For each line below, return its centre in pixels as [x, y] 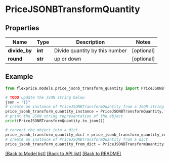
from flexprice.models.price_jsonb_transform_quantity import [72, 88]
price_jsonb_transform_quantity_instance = [52, 112]
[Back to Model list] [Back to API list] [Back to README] [63, 154]
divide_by [20, 50]
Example [19, 77]
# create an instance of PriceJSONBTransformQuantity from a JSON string [85, 107]
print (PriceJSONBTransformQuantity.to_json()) [55, 121]
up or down [68, 59]
